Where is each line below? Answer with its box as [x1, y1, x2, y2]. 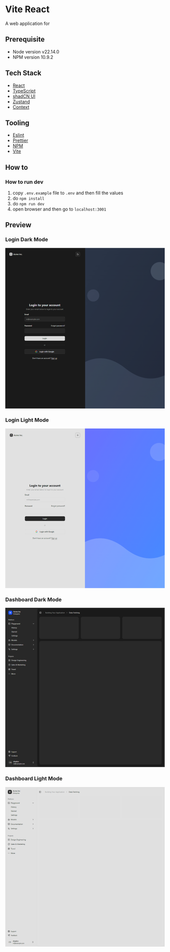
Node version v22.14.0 [12, 48, 60, 54]
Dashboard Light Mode [5, 775, 63, 782]
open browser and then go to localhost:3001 [12, 206, 106, 212]
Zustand [12, 98, 30, 105]
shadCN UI [12, 93, 35, 99]
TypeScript [12, 87, 36, 94]
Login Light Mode [5, 416, 49, 424]
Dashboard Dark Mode [5, 596, 62, 603]
